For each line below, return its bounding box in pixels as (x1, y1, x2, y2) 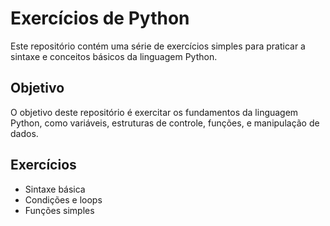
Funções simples (24, 204, 95, 216)
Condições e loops (24, 193, 103, 206)
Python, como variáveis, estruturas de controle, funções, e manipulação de (10, 117, 320, 129)
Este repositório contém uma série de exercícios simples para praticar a (10, 40, 306, 52)
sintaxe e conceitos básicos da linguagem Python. (10, 50, 218, 62)
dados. (10, 127, 39, 139)
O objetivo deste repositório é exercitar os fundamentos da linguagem (10, 106, 299, 118)
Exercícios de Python (10, 7, 190, 30)
